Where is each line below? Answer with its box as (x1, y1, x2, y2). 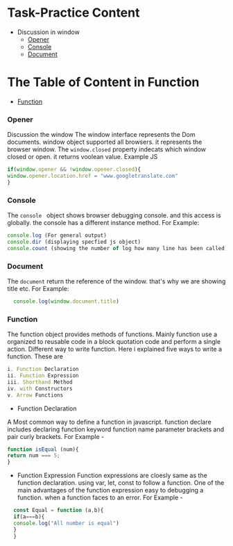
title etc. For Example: (7, 285, 69, 293)
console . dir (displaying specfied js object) (7, 238, 141, 245)
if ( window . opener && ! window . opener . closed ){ (7, 166, 141, 173)
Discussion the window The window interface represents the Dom (7, 131, 196, 139)
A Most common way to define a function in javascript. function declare (7, 417, 212, 426)
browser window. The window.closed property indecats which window (7, 145, 207, 154)
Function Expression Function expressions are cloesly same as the (17, 471, 208, 480)
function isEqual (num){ (7, 446, 79, 453)
